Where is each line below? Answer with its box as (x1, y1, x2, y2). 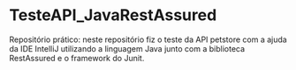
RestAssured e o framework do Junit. (9, 52, 145, 63)
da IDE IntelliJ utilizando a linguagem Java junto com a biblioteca (9, 43, 246, 53)
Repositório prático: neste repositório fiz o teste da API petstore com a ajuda (9, 34, 287, 45)
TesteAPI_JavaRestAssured (9, 5, 217, 25)
